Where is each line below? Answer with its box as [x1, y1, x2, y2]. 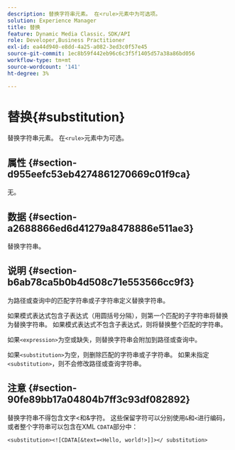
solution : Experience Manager [7, 17, 97, 24]
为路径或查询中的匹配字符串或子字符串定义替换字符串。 [7, 296, 169, 304]
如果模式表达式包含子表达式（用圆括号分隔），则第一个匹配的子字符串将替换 [7, 311, 229, 320]
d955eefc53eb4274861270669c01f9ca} [7, 168, 190, 180]
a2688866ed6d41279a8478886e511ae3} [7, 222, 194, 235]
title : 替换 [7, 23, 40, 31]
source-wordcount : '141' [7, 63, 81, 70]
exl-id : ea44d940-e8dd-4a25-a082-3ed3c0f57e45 [7, 43, 148, 50]
